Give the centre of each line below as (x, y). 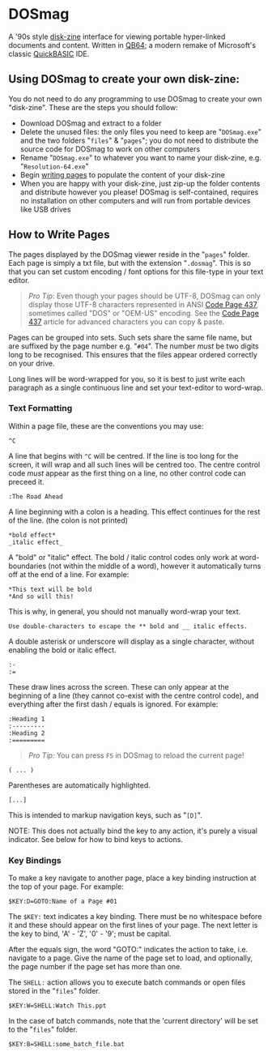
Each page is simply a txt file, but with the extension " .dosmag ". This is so (130, 263)
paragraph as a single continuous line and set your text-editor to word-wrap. (136, 387)
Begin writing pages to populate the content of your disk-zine (122, 174)
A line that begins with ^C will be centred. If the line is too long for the (123, 455)
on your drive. (32, 363)
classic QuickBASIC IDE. (49, 53)
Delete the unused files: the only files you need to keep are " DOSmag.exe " (140, 131)
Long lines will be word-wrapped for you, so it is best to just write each (127, 378)
